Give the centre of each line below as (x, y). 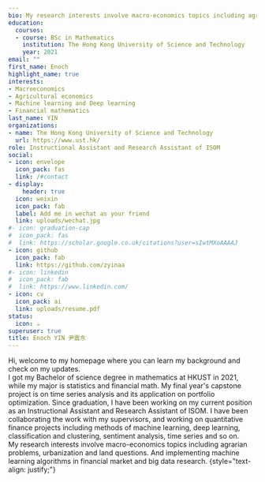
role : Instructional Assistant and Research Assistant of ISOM (114, 148)
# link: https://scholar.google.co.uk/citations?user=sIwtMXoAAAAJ (123, 243)
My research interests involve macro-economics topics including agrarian (128, 445)
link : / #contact (42, 177)
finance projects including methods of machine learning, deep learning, (124, 428)
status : (21, 316)
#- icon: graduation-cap (49, 228)
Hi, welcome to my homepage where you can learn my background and (124, 361)
